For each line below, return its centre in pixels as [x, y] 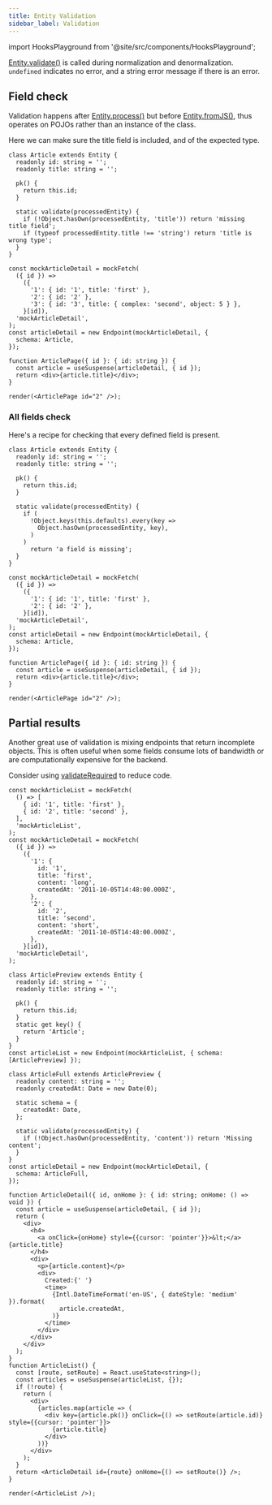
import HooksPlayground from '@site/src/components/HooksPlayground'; [132, 46]
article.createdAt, [93, 1309]
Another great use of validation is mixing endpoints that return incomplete [132, 743]
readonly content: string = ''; [71, 1082]
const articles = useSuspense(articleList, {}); [99, 1380]
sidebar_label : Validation [54, 24]
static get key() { [49, 1025]
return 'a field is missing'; [81, 549]
